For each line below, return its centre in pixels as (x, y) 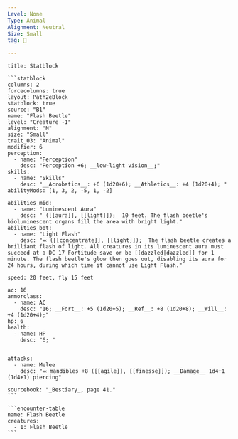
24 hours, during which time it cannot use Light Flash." (95, 265)
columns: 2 (23, 85)
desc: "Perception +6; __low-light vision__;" (90, 166)
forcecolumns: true (36, 91)
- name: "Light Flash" (47, 234)
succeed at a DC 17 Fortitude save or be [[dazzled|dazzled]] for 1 (111, 253)
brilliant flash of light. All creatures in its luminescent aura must (115, 247)
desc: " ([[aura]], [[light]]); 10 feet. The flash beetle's (114, 216)
